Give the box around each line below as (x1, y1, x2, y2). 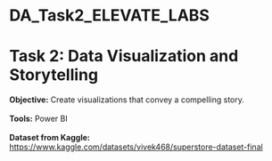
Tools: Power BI (9, 113, 69, 125)
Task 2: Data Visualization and (9, 46, 239, 67)
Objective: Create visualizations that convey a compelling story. (9, 94, 245, 105)
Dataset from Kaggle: (9, 133, 91, 143)
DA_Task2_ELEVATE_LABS (9, 5, 210, 26)
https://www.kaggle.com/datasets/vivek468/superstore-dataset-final (9, 141, 263, 152)
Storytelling (9, 65, 99, 85)
